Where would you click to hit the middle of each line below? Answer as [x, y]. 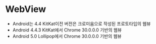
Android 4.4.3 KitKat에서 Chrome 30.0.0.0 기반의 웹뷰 [67, 30]
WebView [26, 9]
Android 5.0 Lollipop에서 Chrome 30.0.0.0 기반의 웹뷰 [67, 36]
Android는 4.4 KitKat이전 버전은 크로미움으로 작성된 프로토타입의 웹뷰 [82, 23]
